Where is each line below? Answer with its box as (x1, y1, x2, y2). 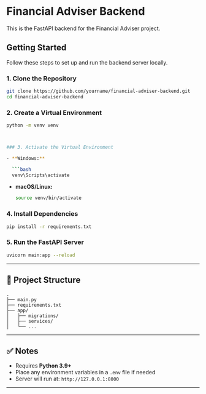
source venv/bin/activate (15, 195, 82, 201)
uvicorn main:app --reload (6, 252, 75, 258)
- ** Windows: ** (6, 155, 45, 161)
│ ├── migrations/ (6, 312, 59, 319)
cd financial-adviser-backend (6, 93, 84, 100)
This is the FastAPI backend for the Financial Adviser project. (6, 25, 161, 32)
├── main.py (6, 296, 37, 302)
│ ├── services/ (6, 318, 53, 324)
